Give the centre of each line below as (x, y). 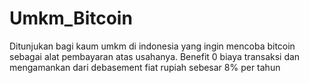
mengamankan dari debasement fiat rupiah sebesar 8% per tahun (145, 67)
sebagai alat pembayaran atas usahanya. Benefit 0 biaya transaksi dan (155, 56)
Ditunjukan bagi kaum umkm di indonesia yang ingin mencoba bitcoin (152, 46)
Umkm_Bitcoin (71, 18)
